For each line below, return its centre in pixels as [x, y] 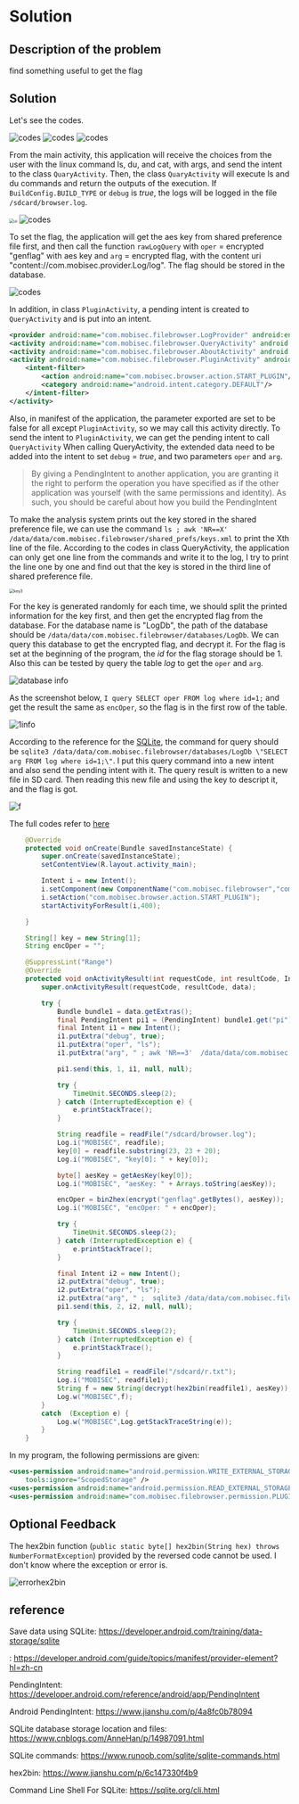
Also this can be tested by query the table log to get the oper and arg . [137, 663]
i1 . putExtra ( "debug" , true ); [111, 1036]
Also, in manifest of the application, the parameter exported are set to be [142, 418]
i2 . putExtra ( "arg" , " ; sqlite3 [118, 1298]
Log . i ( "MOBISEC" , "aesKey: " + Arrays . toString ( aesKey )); [166, 1183]
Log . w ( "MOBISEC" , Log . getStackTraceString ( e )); [145, 1421]
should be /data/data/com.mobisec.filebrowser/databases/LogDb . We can [144, 634]
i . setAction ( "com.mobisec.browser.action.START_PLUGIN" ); [151, 897]
